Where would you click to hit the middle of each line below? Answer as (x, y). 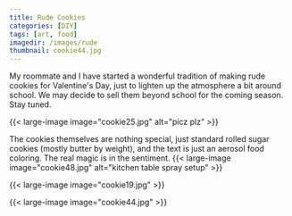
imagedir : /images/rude (54, 42)
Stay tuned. (30, 104)
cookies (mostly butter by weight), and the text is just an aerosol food (137, 149)
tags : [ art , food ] (43, 34)
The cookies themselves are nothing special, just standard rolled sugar (139, 139)
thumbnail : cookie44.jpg (55, 51)
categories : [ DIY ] (43, 26)
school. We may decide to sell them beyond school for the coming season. (146, 96)
